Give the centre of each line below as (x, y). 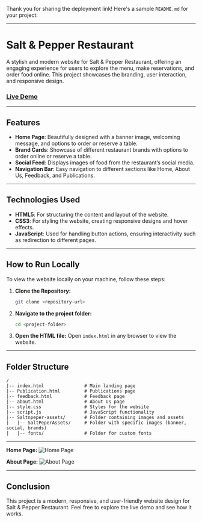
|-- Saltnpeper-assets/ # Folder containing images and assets (95, 418)
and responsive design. (35, 81)
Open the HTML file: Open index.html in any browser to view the (96, 336)
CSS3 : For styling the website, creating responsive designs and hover (101, 221)
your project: (22, 15)
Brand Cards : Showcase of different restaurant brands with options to (101, 150)
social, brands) (26, 428)
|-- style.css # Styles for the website (78, 407)
